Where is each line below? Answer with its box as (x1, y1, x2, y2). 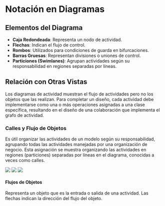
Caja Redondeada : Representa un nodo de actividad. (12, 36, 122, 42)
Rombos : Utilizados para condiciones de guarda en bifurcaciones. (12, 47, 149, 53)
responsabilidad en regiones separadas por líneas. (12, 63, 117, 69)
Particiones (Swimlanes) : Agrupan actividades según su (12, 58, 130, 63)
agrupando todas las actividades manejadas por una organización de (5, 141, 147, 147)
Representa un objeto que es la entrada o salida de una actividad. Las (5, 190, 148, 196)
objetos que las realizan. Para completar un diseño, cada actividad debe (5, 96, 154, 102)
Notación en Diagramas (5, 3, 105, 15)
